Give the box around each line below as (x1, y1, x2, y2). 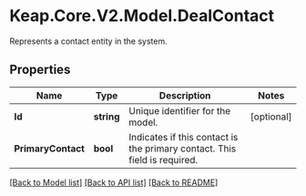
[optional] (250, 110, 292, 123)
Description (158, 88, 211, 101)
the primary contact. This (128, 142, 237, 155)
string (93, 110, 120, 123)
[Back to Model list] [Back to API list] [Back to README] (9, 177, 219, 188)
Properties (9, 62, 71, 77)
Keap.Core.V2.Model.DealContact (9, 5, 275, 26)
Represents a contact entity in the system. (9, 36, 168, 46)
